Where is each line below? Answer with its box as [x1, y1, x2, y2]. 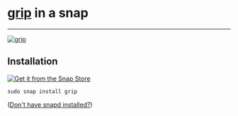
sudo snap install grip [7, 88, 78, 95]
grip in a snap [7, 5, 89, 21]
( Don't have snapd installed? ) [7, 100, 93, 109]
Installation [7, 55, 58, 68]
